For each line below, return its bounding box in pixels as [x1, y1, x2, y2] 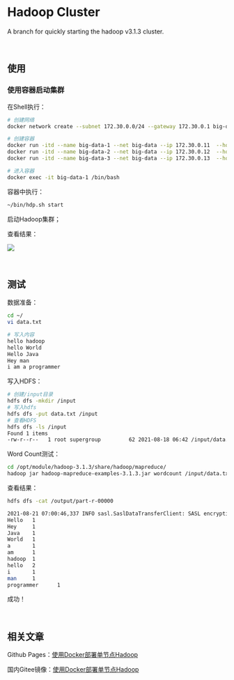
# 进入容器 [7, 167, 35, 174]
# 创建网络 [7, 116, 35, 123]
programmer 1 [7, 581, 61, 589]
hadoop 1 [7, 555, 36, 563]
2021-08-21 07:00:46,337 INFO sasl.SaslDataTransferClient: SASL [7, 510, 201, 517]
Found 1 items [7, 430, 49, 437]
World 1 [7, 536, 36, 543]
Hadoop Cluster [7, 4, 100, 20]
